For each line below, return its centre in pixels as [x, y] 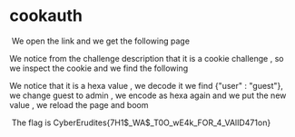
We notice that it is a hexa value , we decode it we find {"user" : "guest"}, [147, 85]
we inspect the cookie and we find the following [99, 68]
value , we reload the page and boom [79, 104]
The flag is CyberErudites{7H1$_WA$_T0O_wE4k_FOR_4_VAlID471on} [141, 122]
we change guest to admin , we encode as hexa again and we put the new [148, 95]
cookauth [46, 16]
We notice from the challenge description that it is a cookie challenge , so [147, 58]
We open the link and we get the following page [101, 41]
